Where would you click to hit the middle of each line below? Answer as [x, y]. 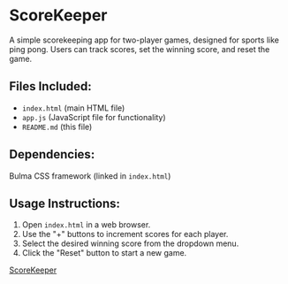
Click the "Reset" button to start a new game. [104, 253]
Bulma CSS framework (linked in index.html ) [90, 176]
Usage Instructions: [65, 203]
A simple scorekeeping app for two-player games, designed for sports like [144, 40]
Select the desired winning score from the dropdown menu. [130, 243]
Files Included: [51, 86]
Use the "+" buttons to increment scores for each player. [125, 234]
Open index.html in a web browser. [86, 225]
